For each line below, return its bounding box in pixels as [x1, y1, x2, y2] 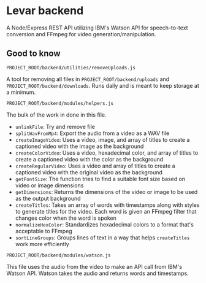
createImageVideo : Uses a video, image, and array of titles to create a [15, 136, 190, 143]
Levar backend [6, 4, 84, 18]
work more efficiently [15, 240, 69, 247]
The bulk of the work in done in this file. [6, 111, 107, 118]
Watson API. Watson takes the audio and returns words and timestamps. [6, 269, 189, 277]
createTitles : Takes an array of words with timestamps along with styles [15, 201, 200, 209]
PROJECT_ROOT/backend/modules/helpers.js [6, 100, 114, 106]
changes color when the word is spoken [15, 214, 116, 222]
